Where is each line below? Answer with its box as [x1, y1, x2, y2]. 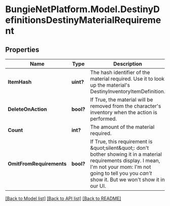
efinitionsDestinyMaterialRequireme [5, 14, 161, 26]
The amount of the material [90, 123, 155, 130]
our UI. [90, 183, 106, 189]
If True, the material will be [90, 96, 153, 103]
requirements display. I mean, [90, 157, 160, 164]
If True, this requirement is [90, 138, 153, 145]
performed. [90, 115, 117, 122]
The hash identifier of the [90, 69, 150, 76]
